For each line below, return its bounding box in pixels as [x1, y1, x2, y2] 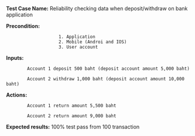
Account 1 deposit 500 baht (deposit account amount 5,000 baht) [27, 66, 190, 72]
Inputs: [6, 55, 24, 61]
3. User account [58, 44, 98, 50]
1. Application [58, 34, 95, 40]
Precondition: [6, 23, 40, 29]
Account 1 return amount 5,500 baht [27, 103, 117, 108]
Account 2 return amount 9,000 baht [27, 113, 117, 119]
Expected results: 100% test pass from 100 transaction [6, 123, 140, 130]
